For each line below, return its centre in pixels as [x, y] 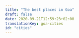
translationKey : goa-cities [34, 23]
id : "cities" [19, 28]
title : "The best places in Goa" [40, 10]
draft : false [19, 14]
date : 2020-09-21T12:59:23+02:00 [40, 19]
